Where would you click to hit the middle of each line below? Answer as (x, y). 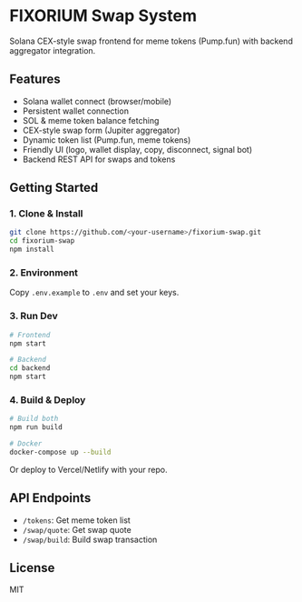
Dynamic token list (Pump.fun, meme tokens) (107, 140)
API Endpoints (50, 498)
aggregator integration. (53, 50)
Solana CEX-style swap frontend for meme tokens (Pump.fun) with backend (151, 41)
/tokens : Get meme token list (77, 520)
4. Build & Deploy (48, 399)
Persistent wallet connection (76, 111)
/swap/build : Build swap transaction (90, 539)
